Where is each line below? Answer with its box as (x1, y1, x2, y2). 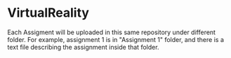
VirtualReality (7, 5, 90, 21)
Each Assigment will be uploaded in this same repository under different (7, 28, 216, 36)
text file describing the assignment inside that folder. (7, 43, 159, 51)
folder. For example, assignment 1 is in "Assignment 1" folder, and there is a (7, 35, 225, 43)
